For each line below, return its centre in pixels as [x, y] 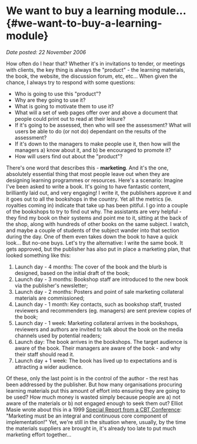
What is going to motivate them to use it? [64, 106]
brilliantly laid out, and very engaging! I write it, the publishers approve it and [99, 193]
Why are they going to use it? [50, 100]
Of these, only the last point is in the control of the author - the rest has [92, 378]
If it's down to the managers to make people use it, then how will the [97, 144]
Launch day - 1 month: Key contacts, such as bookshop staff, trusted [98, 304]
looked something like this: [39, 255]
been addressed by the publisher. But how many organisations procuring [94, 385]
